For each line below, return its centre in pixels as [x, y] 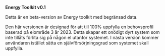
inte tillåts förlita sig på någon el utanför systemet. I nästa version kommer [82, 38]
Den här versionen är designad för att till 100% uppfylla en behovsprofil [79, 27]
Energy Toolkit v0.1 [25, 7]
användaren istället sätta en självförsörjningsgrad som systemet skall [77, 43]
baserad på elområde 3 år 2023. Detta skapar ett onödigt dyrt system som [82, 32]
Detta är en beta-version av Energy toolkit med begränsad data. [71, 17]
